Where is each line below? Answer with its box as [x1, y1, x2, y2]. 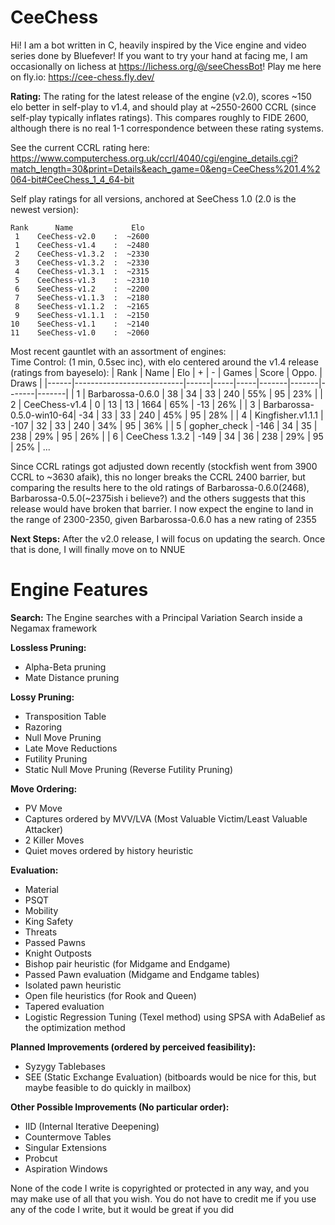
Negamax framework [10, 622, 98, 634]
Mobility [24, 904, 59, 916]
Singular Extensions [24, 1141, 107, 1153]
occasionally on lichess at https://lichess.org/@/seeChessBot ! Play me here [10, 60, 322, 72]
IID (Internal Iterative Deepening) [24, 1120, 160, 1132]
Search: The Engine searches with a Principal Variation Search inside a [10, 611, 303, 623]
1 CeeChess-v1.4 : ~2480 [14, 240, 150, 250]
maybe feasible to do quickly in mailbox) [24, 1081, 192, 1093]
